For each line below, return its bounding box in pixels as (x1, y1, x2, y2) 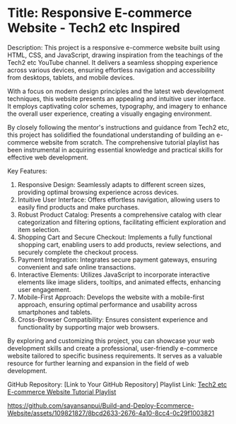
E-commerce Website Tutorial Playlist (7, 387, 117, 396)
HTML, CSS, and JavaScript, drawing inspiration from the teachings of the (7, 51, 223, 59)
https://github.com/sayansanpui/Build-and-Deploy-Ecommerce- (7, 401, 194, 410)
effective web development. (7, 153, 89, 162)
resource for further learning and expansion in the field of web (7, 358, 189, 368)
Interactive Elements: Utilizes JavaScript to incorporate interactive (17, 270, 211, 279)
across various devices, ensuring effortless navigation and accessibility (7, 66, 216, 74)
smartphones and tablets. (17, 308, 93, 316)
